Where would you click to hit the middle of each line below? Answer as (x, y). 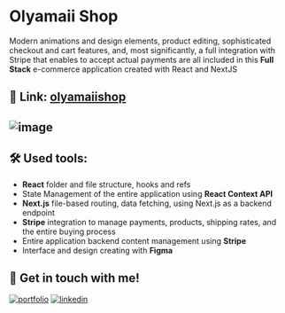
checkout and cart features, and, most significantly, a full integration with (142, 50)
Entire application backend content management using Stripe (134, 240)
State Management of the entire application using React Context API (147, 193)
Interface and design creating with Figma (97, 250)
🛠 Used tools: (49, 158)
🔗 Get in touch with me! (74, 278)
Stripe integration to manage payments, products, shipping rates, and (149, 222)
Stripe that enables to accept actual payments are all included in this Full (142, 59)
